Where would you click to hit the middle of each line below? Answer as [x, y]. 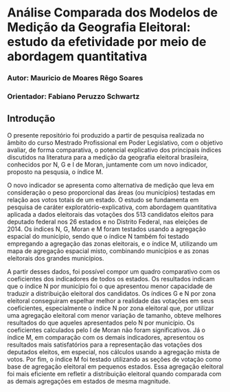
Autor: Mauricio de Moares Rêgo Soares [75, 78]
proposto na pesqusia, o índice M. [55, 172]
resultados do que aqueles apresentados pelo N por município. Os [101, 323]
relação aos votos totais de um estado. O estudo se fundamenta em [103, 199]
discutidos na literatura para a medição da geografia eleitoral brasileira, [108, 157]
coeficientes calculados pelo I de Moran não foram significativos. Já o [106, 330]
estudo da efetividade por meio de [107, 42]
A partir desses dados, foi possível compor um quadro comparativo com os [114, 271]
